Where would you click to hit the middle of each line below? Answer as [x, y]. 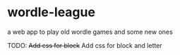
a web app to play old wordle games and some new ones [90, 32]
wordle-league [51, 12]
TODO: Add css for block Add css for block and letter [85, 45]
